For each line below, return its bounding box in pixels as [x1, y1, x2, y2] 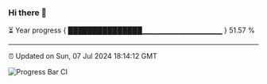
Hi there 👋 [8, 7, 48, 18]
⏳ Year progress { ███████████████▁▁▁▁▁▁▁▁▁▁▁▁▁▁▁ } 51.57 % [8, 25, 256, 35]
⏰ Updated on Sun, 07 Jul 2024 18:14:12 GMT [8, 52, 157, 61]
